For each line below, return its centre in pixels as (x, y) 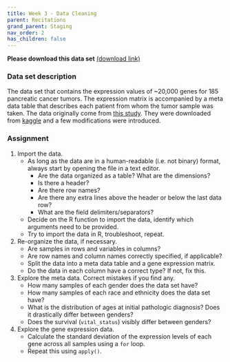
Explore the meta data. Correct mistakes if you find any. (96, 278)
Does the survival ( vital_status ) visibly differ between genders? (119, 321)
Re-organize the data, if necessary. (67, 241)
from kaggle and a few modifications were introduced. (84, 120)
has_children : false (37, 39)
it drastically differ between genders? (80, 315)
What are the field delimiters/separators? (95, 212)
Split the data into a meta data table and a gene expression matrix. (121, 263)
